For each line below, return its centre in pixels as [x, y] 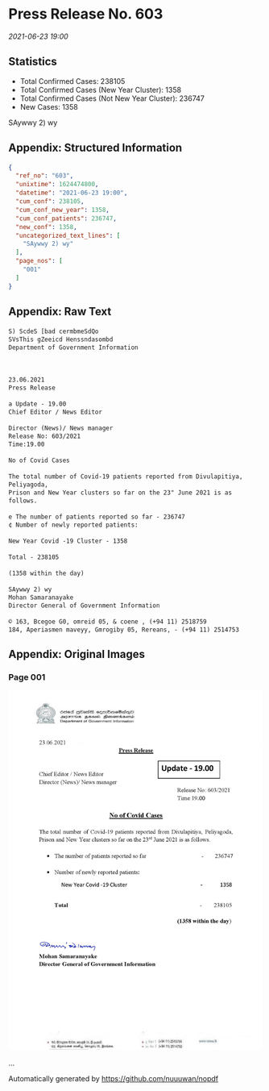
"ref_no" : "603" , [45, 176]
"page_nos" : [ [39, 261]
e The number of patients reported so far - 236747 [97, 517]
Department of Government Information [73, 348]
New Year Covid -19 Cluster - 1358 [68, 541]
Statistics [33, 62]
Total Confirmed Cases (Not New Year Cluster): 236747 [112, 98]
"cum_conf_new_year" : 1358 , [63, 210]
